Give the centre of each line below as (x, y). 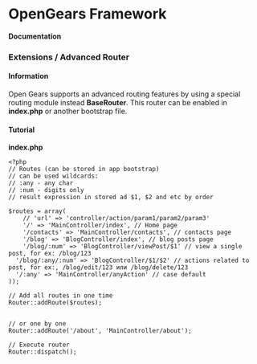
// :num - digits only (46, 190)
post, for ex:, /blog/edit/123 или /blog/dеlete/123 (98, 268)
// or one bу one (37, 324)
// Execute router (39, 345)
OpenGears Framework (88, 14)
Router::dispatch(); (43, 352)
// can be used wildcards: (53, 176)
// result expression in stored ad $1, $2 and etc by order (111, 198)
